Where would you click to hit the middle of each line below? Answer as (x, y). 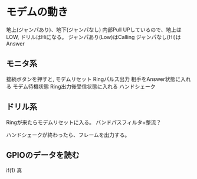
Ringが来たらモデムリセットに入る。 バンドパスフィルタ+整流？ (84, 122)
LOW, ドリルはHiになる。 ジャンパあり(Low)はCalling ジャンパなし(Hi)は (93, 37)
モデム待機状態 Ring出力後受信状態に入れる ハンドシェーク (84, 86)
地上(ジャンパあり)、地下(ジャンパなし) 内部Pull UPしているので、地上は (94, 30)
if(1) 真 (14, 170)
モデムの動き (37, 12)
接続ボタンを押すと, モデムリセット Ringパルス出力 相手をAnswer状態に (93, 79)
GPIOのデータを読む (43, 155)
